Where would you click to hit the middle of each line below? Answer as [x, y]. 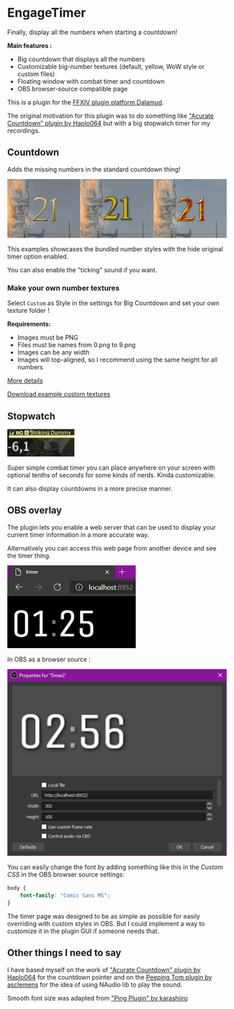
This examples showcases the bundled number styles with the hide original [115, 249]
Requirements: [29, 324]
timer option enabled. [38, 256]
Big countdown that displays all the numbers [81, 59]
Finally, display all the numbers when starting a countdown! [92, 32]
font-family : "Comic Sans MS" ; [65, 895]
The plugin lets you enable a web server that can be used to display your [111, 527]
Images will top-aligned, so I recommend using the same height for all [117, 360]
